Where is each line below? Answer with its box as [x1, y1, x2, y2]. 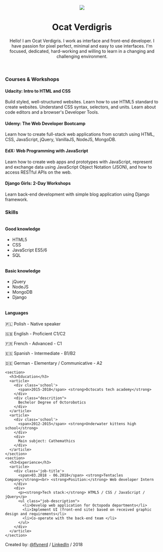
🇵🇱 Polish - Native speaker [5, 321, 61, 326]
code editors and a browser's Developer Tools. [5, 109, 99, 115]
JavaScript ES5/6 [12, 247, 47, 253]
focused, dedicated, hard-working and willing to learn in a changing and [9, 48, 155, 54]
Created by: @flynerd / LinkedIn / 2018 [5, 541, 83, 547]
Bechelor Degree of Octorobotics [18, 400, 86, 405]
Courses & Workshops [5, 75, 60, 82]
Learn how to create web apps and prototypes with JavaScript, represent [5, 159, 152, 165]
